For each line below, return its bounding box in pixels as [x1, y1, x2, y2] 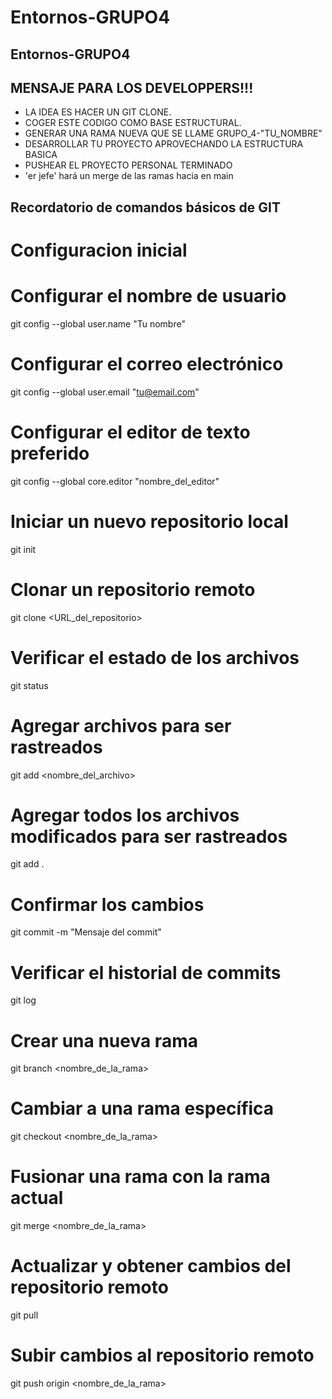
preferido [10, 442, 90, 465]
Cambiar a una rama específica [10, 1097, 275, 1120]
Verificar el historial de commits [10, 961, 282, 984]
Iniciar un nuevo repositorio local [10, 510, 289, 533]
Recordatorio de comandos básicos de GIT [10, 199, 281, 216]
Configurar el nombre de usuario [10, 285, 287, 308]
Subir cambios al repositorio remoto [10, 1344, 315, 1367]
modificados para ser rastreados [10, 825, 288, 848]
